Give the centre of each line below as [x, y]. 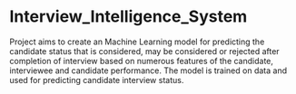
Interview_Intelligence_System [128, 17]
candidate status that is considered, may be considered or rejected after [144, 51]
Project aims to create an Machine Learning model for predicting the [137, 42]
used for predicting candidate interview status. [97, 80]
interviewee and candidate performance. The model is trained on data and [148, 70]
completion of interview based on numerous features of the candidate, [142, 61]
